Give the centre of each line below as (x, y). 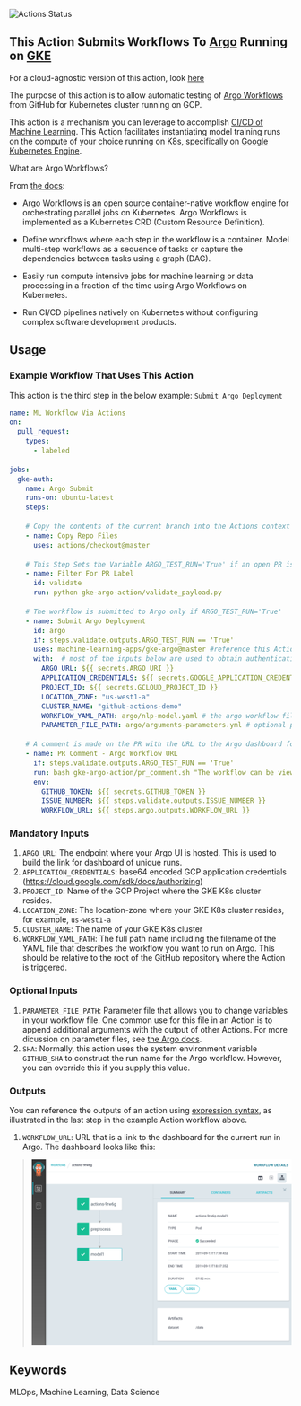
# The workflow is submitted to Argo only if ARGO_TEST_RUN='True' (154, 611)
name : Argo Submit (60, 488)
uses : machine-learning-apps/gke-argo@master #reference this (151, 650)
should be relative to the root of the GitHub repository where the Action (154, 958)
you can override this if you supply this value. (106, 1068)
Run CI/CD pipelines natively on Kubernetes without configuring (140, 312)
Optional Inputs (43, 990)
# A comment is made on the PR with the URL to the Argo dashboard (154, 744)
